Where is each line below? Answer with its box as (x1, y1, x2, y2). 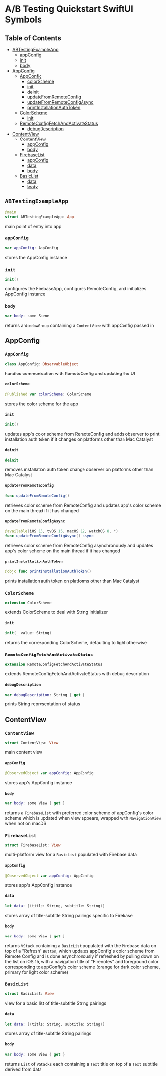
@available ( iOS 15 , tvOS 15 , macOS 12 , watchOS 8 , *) (5, 529, 119, 534)
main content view (5, 749, 43, 755)
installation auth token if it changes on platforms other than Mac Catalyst (5, 436, 153, 442)
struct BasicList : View (5, 991, 54, 996)
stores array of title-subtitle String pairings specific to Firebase (5, 912, 133, 918)
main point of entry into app (5, 223, 62, 229)
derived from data (5, 1066, 42, 1072)
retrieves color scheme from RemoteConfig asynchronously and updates (5, 542, 153, 548)
